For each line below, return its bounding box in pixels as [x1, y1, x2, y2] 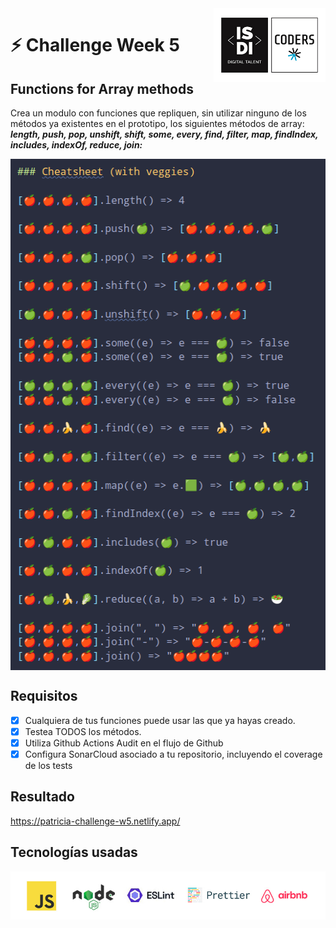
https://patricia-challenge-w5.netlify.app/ [10, 815, 181, 827]
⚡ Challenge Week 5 [10, 34, 180, 57]
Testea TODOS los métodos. [24, 725, 142, 737]
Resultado [10, 788, 75, 806]
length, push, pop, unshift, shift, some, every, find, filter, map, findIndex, [10, 128, 319, 140]
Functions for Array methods [10, 80, 194, 97]
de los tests [24, 760, 73, 772]
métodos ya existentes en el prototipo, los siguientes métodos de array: [10, 118, 305, 129]
